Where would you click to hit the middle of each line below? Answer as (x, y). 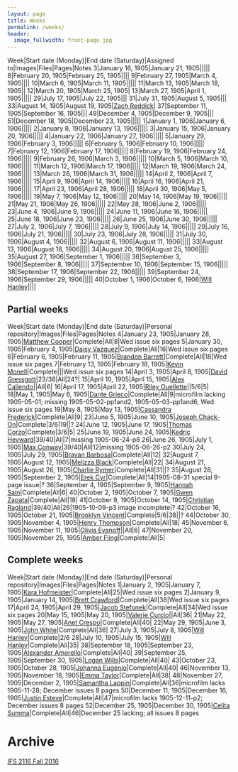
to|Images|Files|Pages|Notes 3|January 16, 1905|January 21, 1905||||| (109, 68)
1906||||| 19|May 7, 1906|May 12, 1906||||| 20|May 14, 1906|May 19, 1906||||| (118, 197)
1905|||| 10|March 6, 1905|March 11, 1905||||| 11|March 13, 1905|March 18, (114, 83)
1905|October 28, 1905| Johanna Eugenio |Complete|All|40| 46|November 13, (119, 668)
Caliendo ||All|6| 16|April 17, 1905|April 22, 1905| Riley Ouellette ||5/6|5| (108, 386)
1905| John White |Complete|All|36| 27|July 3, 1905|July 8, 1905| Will (106, 630)
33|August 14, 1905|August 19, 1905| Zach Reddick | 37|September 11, (107, 106)
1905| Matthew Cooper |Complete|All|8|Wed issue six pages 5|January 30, (115, 341)
